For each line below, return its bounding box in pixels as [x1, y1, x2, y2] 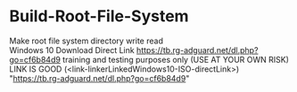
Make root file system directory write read [9, 35, 163, 46]
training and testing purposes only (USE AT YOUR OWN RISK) [62, 54, 290, 65]
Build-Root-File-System [9, 6, 189, 27]
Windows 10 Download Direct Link [9, 44, 136, 55]
